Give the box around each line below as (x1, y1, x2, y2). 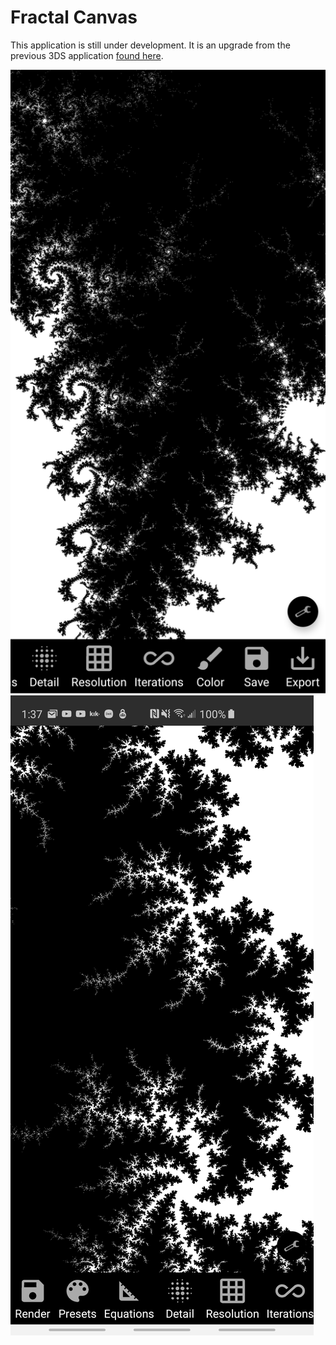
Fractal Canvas (10, 6, 138, 29)
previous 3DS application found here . (10, 49, 164, 61)
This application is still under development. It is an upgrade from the (10, 39, 291, 51)
